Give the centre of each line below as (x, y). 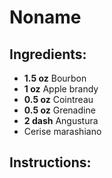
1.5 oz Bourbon (55, 78)
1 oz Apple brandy (61, 89)
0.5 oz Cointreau (58, 99)
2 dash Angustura (61, 120)
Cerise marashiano (62, 131)
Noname (45, 17)
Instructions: (50, 162)
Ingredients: (48, 54)
